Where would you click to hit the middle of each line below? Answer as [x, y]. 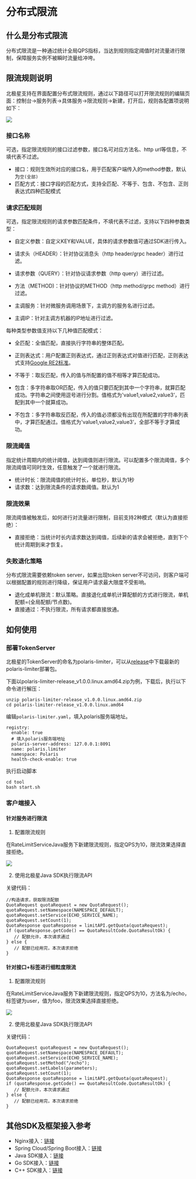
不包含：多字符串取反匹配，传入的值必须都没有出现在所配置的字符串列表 [101, 415]
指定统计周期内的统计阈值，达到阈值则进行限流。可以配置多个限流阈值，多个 [98, 460]
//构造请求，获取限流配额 [33, 900]
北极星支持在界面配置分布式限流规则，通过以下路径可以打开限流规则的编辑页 [98, 93]
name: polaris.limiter [39, 749]
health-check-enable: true [44, 759]
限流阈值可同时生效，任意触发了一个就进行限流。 [65, 467]
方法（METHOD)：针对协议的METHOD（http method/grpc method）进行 [102, 286]
